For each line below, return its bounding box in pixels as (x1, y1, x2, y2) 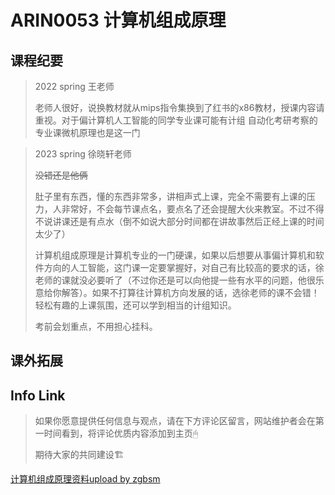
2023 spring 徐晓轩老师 (34, 148, 132, 160)
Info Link (10, 387, 66, 404)
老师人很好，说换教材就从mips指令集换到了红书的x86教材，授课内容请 (34, 102, 325, 113)
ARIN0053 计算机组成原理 (10, 9, 227, 32)
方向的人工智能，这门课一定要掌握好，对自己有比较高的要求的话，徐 (43, 262, 325, 273)
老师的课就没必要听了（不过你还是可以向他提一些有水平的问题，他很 (34, 274, 316, 286)
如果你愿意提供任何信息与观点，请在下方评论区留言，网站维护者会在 (34, 415, 316, 427)
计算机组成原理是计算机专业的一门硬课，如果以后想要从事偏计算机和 (34, 249, 316, 261)
